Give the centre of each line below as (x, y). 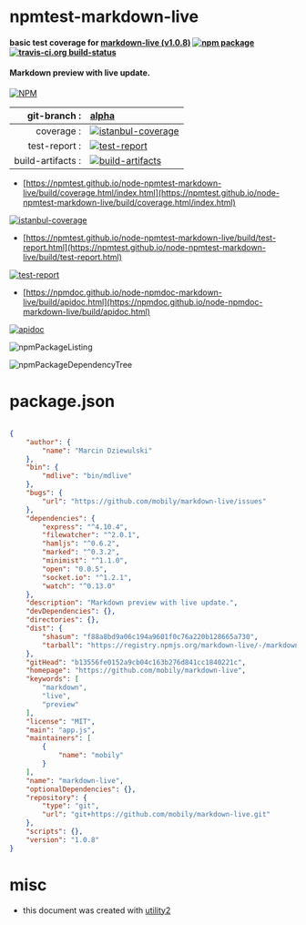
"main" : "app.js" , (61, 730)
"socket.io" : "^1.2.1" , (87, 577)
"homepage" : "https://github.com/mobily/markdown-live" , (136, 671)
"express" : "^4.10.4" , (85, 527)
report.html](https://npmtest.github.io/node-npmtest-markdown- (144, 247)
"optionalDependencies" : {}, (81, 789)
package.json (62, 402)
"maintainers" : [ (59, 738)
